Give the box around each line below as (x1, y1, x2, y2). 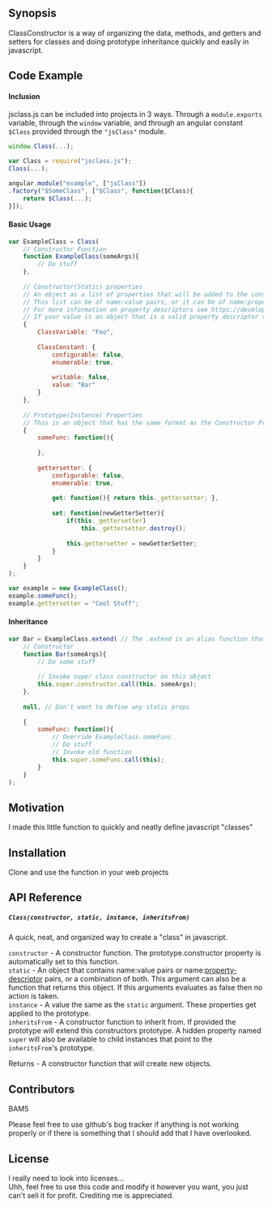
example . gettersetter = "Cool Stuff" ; (8, 599, 139, 607)
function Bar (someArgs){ (23, 649, 107, 658)
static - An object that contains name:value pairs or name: (8, 965, 206, 975)
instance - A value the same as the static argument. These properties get (8, 1000, 257, 1010)
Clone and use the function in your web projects (8, 868, 169, 878)
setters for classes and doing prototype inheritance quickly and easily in (8, 37, 249, 46)
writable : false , (51, 373, 111, 382)
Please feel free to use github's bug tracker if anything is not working (8, 1120, 239, 1129)
